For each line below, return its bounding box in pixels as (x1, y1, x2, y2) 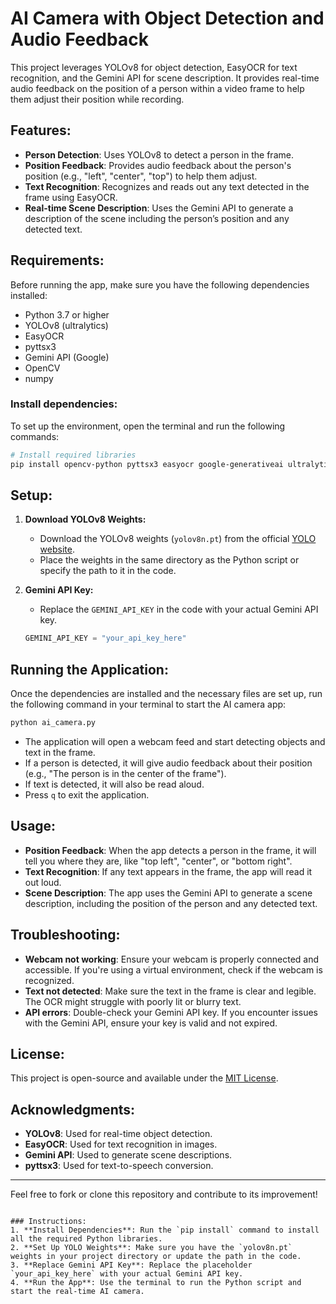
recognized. (24, 974, 75, 986)
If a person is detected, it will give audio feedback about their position (24, 757, 313, 769)
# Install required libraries (10, 450, 137, 460)
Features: (10, 122, 72, 139)
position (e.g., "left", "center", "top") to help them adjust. (24, 170, 258, 182)
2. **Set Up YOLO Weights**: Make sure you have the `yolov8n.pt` (10, 1243, 293, 1253)
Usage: (10, 818, 57, 835)
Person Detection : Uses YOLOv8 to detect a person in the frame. (24, 148, 294, 161)
